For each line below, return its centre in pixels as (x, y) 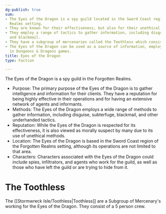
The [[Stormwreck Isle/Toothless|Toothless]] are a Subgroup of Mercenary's (83, 201)
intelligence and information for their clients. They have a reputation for (85, 94)
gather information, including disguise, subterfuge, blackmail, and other (85, 115)
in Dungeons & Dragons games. (41, 51)
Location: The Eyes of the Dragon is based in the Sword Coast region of (85, 141)
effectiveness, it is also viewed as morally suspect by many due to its (83, 131)
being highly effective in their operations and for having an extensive (82, 99)
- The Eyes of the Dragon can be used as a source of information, (76, 47)
